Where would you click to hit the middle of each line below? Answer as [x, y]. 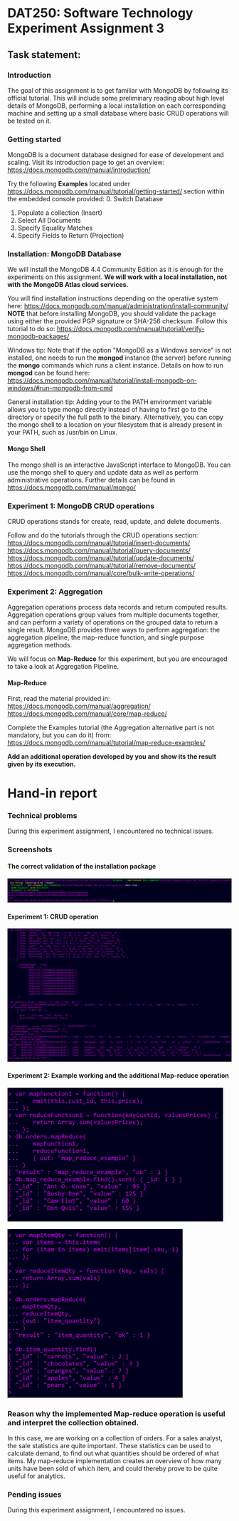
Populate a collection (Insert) [60, 213]
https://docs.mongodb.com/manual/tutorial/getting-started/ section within [116, 191]
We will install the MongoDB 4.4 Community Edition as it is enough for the [115, 270]
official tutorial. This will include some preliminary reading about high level [116, 98]
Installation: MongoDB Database [64, 254]
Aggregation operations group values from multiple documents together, [113, 615]
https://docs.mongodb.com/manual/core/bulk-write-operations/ [101, 573]
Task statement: [44, 55]
